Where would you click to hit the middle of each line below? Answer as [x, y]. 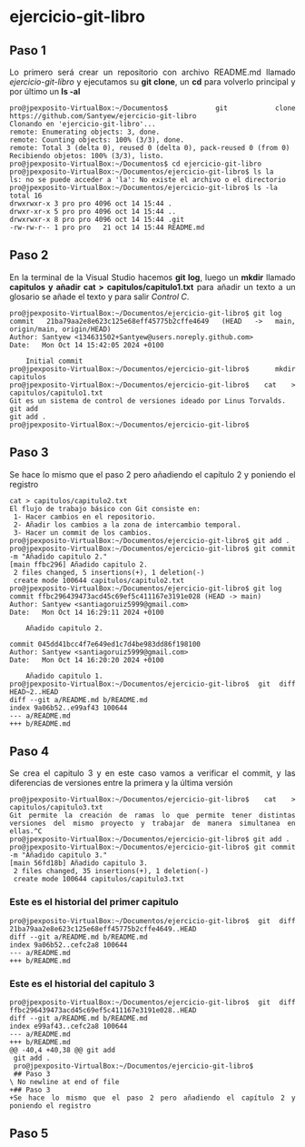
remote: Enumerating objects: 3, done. [85, 132]
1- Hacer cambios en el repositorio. [84, 517]
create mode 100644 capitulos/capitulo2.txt [98, 580]
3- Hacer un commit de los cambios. [83, 533]
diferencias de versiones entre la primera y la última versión [121, 783]
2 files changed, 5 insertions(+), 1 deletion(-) [109, 572]
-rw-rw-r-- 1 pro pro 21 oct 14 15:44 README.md [107, 227]
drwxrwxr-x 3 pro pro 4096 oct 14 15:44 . [91, 204]
